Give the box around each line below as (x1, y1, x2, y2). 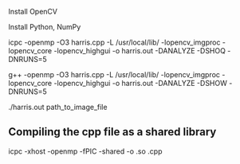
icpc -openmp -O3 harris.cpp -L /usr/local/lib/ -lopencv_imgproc (8, 37, 221, 47)
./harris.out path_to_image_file (8, 103, 108, 111)
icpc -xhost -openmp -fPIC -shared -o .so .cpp (8, 146, 163, 156)
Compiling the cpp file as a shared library (8, 125, 217, 139)
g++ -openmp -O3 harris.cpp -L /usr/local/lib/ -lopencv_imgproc (8, 70, 221, 79)
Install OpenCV (8, 7, 58, 16)
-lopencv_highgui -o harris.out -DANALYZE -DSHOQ (53, 46, 226, 55)
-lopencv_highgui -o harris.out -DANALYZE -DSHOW (53, 79, 227, 88)
